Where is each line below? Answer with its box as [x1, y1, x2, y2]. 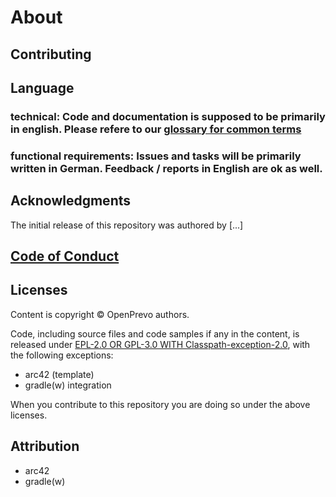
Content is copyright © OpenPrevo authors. [10, 308, 190, 320]
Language [10, 79, 75, 96]
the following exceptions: [10, 349, 114, 361]
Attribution [10, 438, 80, 455]
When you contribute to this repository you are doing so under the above [10, 398, 311, 410]
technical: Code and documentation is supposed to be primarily [10, 109, 326, 123]
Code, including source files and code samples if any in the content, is [10, 327, 300, 340]
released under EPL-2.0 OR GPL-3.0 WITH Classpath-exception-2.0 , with [10, 338, 311, 350]
